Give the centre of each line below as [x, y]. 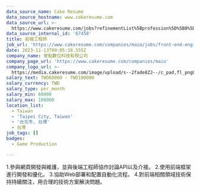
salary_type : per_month [36, 89]
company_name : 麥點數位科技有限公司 [47, 56]
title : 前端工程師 [27, 39]
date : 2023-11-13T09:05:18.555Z [46, 50]
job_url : [17, 45]
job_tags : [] [22, 133]
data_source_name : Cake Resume [45, 12]
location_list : [25, 105]
